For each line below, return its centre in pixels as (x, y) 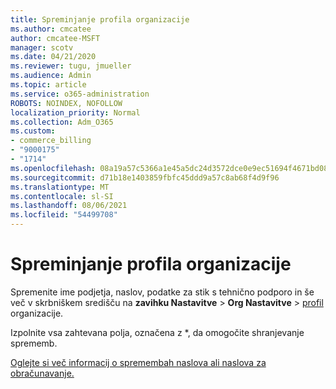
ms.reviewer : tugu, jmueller (71, 66)
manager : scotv (42, 47)
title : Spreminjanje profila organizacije (100, 19)
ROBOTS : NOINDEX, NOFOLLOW (66, 103)
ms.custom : (33, 131)
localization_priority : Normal (75, 112)
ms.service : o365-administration (80, 94)
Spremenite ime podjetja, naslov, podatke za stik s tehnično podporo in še (162, 292)
